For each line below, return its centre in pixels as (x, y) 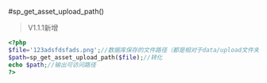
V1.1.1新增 (43, 28)
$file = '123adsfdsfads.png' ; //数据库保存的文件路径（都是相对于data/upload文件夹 (134, 50)
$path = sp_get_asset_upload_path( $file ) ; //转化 (85, 57)
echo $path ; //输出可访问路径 (52, 65)
